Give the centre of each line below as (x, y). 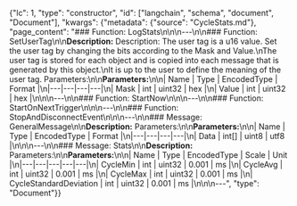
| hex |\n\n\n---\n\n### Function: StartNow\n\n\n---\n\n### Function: (136, 98)
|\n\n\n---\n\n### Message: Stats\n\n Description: (101, 145)
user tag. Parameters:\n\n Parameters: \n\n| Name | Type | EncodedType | (144, 79)
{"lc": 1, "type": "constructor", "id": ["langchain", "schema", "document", (141, 13)
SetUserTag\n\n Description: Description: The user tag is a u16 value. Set (143, 41)
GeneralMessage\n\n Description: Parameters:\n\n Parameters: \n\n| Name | (147, 127)
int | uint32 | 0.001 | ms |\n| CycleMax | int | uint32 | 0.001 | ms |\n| (131, 174)
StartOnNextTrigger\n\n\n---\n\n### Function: (94, 107)
